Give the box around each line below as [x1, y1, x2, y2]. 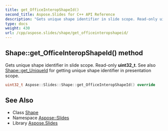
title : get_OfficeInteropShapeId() [5, 7, 79, 12]
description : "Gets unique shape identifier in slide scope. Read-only [5, 16, 157, 21]
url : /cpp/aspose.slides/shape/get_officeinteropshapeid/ [5, 30, 128, 35]
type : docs [5, 21, 28, 26]
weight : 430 [5, 26, 30, 31]
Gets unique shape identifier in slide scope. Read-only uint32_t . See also [5, 62, 156, 68]
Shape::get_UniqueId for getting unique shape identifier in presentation [5, 67, 151, 73]
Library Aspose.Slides [12, 120, 58, 126]
